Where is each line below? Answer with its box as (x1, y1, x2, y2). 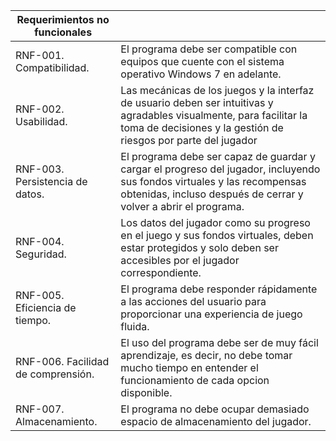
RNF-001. (15, 49, 65, 62)
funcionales (34, 25, 93, 39)
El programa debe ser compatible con (120, 42, 298, 56)
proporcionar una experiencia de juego (120, 307, 303, 321)
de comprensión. (15, 367, 95, 381)
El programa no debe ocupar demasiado (120, 402, 310, 416)
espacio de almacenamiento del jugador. (120, 415, 312, 428)
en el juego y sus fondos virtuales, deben (120, 229, 314, 242)
